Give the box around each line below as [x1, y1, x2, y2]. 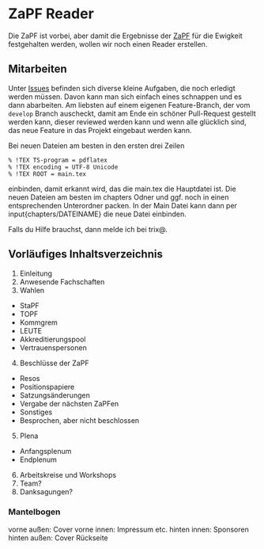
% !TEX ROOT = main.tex [8, 170, 87, 178]
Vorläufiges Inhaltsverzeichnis [8, 247, 164, 261]
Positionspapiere [19, 382, 75, 391]
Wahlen [19, 285, 45, 295]
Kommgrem [19, 318, 58, 327]
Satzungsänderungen [19, 390, 91, 400]
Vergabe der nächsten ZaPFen [19, 398, 119, 408]
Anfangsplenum [19, 446, 72, 456]
